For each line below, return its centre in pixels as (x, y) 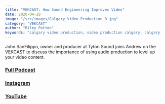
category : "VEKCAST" (26, 23)
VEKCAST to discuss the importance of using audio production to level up (80, 52)
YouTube (16, 96)
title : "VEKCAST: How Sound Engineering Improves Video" (65, 10)
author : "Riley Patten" (30, 28)
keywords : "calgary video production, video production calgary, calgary (83, 33)
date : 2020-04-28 (23, 14)
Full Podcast (20, 69)
